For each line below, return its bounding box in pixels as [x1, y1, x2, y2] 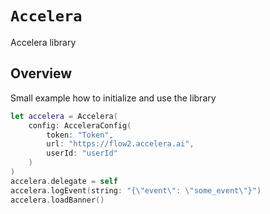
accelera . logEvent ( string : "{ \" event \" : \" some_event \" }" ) [10, 185, 262, 196]
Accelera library [10, 36, 77, 48]
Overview [10, 65, 73, 82]
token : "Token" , [46, 130, 114, 140]
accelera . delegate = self [10, 176, 118, 186]
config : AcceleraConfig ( [28, 120, 132, 131]
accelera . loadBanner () [10, 195, 105, 205]
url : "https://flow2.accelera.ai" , [46, 139, 195, 149]
